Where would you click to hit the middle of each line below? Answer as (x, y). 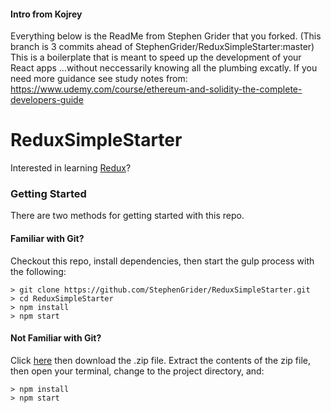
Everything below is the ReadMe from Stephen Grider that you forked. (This (166, 36)
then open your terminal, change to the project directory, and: (137, 371)
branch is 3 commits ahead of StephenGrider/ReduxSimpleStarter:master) (162, 47)
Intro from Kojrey (46, 14)
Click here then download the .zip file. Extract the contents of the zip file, (160, 360)
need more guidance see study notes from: (99, 79)
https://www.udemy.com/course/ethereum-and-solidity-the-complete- (156, 89)
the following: (38, 271)
